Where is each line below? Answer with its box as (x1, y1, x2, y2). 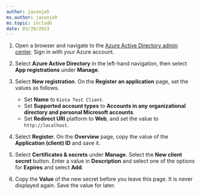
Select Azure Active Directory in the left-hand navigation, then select (14, 60, 187, 67)
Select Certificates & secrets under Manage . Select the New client (14, 151, 182, 158)
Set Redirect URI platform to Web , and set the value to (23, 115, 159, 122)
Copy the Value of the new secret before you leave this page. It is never (14, 175, 193, 183)
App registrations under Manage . (14, 67, 100, 74)
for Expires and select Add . (14, 164, 83, 171)
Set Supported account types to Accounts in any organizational (23, 103, 186, 110)
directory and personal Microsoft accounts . (23, 109, 135, 116)
